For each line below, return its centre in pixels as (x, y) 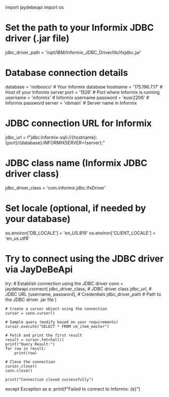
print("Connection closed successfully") (49, 379)
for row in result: (26, 349)
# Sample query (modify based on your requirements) (62, 322)
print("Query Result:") (30, 344)
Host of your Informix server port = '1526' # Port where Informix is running (82, 92)
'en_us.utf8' (18, 238)
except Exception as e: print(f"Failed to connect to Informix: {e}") (73, 389)
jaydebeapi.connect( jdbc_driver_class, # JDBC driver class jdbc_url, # (78, 289)
